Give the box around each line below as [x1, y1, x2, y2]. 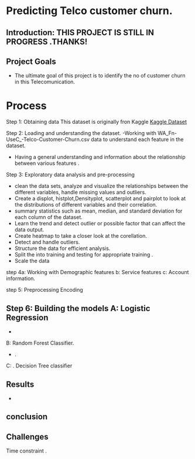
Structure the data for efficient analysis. [14, 245, 111, 252]
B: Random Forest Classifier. [6, 339, 74, 347]
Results [6, 379, 35, 389]
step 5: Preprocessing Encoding [6, 286, 83, 293]
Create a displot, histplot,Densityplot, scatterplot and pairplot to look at [14, 195, 186, 202]
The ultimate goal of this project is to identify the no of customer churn [14, 72, 186, 79]
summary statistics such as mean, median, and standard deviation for [14, 207, 183, 215]
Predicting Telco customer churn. [6, 4, 173, 18]
